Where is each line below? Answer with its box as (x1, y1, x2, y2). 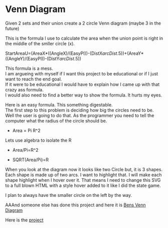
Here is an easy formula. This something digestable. (5, 101, 113, 107)
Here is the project (5, 217, 44, 223)
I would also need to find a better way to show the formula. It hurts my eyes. (5, 92, 162, 98)
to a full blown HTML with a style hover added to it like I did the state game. (5, 182, 161, 188)
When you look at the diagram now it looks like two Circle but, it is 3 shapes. (5, 166, 163, 172)
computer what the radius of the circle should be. (5, 118, 107, 124)
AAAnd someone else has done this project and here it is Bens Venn (5, 202, 146, 208)
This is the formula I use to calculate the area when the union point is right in (5, 35, 163, 41)
